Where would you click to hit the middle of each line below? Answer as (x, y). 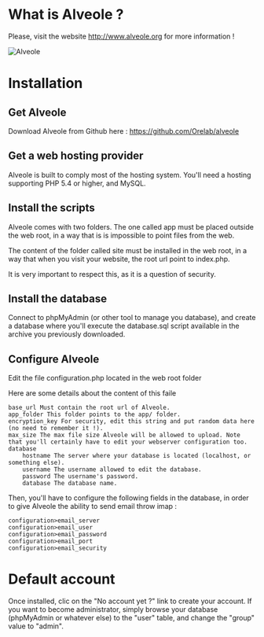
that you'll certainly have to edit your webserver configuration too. (128, 442)
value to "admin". (36, 626)
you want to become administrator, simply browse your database (113, 609)
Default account (62, 579)
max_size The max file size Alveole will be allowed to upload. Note (125, 435)
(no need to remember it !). (56, 429)
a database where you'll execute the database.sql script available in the (124, 326)
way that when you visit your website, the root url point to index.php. (119, 259)
